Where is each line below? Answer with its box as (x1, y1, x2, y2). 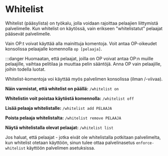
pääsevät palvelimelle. (5, 31, 51, 37)
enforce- (136, 140, 154, 145)
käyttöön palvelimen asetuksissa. (27, 144, 95, 151)
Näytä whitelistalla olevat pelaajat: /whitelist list (5, 124, 114, 130)
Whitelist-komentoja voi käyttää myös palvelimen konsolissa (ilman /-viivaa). (5, 76, 163, 82)
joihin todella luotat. (5, 66, 46, 72)
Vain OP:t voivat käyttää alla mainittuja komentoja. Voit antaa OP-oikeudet (5, 40, 157, 46)
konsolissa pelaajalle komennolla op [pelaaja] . (5, 46, 102, 52)
